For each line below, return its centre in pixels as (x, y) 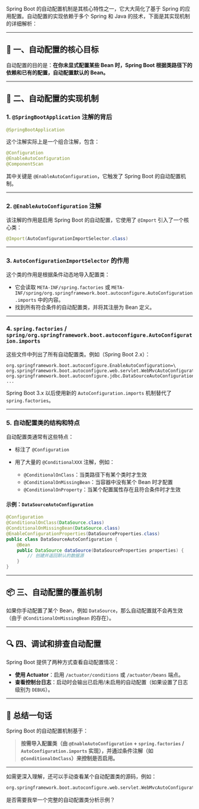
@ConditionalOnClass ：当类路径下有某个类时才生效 (85, 475)
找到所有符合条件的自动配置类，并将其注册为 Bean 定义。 (85, 307)
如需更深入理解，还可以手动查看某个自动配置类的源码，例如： (81, 776)
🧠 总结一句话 (29, 715)
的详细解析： (22, 23)
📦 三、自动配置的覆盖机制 (54, 592)
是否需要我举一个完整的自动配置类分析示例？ (61, 800)
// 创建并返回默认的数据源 (56, 556)
